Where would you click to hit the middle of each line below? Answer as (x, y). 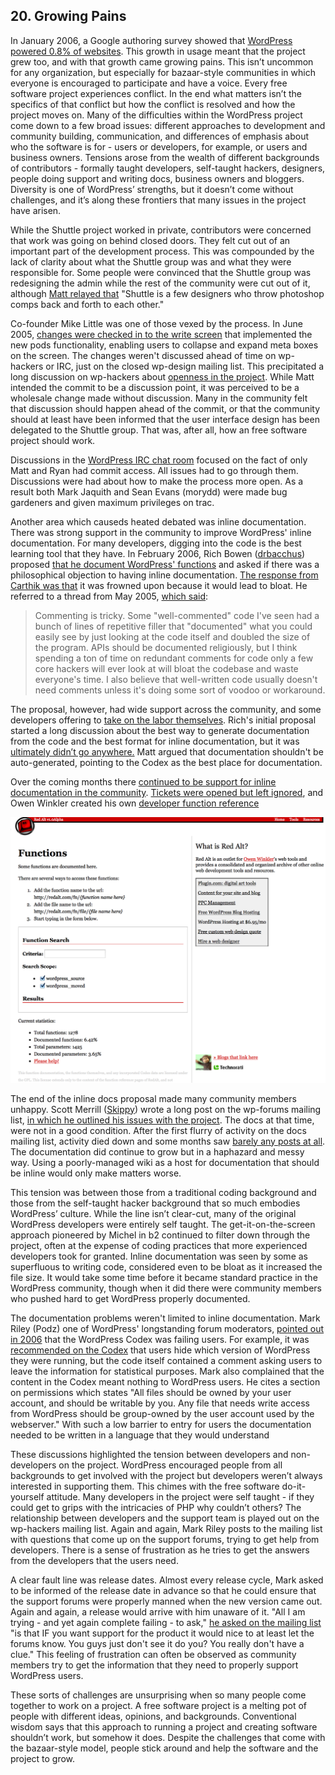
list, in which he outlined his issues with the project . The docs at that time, (162, 1120)
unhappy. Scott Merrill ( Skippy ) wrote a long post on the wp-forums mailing (166, 1109)
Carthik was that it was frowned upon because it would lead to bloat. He (159, 585)
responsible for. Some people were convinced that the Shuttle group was (161, 272)
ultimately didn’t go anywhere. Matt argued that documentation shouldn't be (167, 751)
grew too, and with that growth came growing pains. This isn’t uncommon (162, 61)
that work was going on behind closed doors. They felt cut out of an (150, 240)
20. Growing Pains (68, 16)
